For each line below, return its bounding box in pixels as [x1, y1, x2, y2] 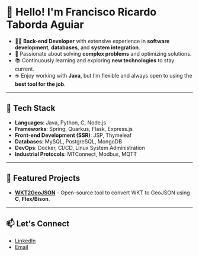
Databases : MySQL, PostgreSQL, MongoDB [14, 137, 123, 145]
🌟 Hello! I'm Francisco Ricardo [6, 5, 157, 19]
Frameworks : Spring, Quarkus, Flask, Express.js [14, 125, 133, 132]
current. [14, 65, 34, 72]
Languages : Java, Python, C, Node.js [14, 119, 107, 126]
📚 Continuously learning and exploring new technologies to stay [14, 56, 175, 64]
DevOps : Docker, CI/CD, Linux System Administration [14, 144, 145, 151]
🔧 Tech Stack [6, 103, 56, 113]
